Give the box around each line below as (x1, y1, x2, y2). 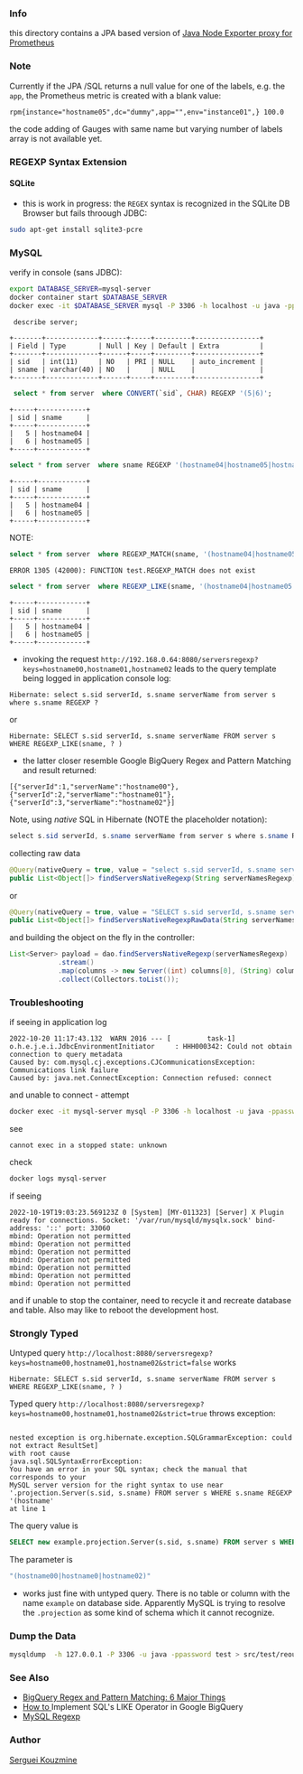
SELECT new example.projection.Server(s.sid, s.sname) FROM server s (9, 1538, 277, 1547)
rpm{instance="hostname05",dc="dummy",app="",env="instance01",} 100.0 (9, 107, 284, 117)
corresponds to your (9, 1473, 87, 1482)
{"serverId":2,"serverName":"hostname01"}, (9, 789, 176, 799)
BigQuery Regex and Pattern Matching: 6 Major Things (22, 1692, 226, 1703)
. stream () (57, 958, 95, 967)
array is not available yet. (9, 133, 103, 144)
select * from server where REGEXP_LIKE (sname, (9, 582, 196, 592)
